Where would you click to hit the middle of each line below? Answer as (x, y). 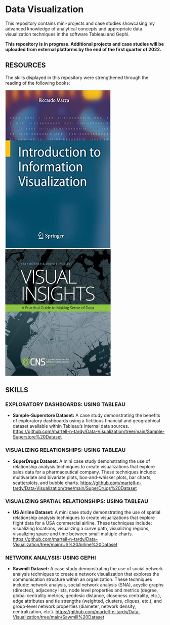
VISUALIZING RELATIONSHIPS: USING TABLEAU (66, 450)
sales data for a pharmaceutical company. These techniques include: (84, 472)
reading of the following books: (38, 83)
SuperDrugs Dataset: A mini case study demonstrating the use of (81, 461)
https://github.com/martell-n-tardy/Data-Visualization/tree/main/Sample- (89, 431)
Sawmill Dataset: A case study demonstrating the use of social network (88, 569)
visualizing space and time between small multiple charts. (73, 534)
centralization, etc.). (33, 612)
